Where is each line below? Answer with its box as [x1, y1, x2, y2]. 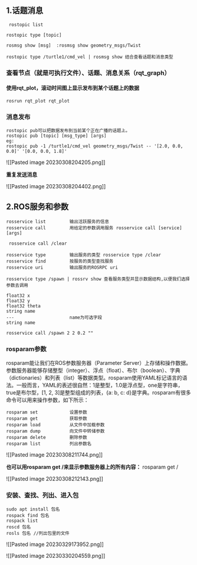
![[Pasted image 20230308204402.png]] [6, 183, 106, 190]
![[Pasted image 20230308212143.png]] [6, 476, 103, 483]
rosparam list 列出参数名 [6, 441, 92, 447]
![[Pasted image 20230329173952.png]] [6, 541, 104, 548]
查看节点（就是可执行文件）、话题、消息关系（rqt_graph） [6, 69, 171, 77]
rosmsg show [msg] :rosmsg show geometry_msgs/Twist [6, 42, 142, 49]
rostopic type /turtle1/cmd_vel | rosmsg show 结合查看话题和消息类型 [6, 54, 173, 60]
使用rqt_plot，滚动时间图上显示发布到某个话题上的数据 [6, 85, 140, 92]
